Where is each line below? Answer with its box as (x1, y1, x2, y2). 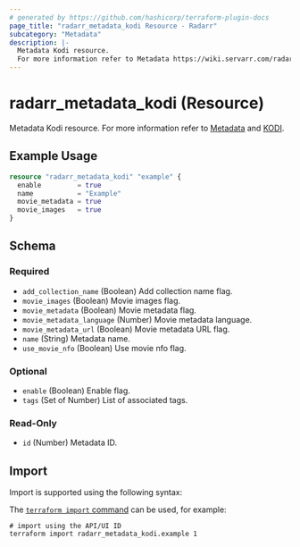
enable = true (17, 181, 102, 189)
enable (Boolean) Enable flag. (21, 385, 131, 396)
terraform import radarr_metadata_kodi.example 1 (9, 529, 198, 539)
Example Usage (9, 148, 98, 164)
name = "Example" (17, 189, 122, 198)
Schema (9, 239, 56, 254)
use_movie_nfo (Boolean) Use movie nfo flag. (21, 342, 187, 353)
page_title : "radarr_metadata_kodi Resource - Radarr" (9, 21, 218, 30)
